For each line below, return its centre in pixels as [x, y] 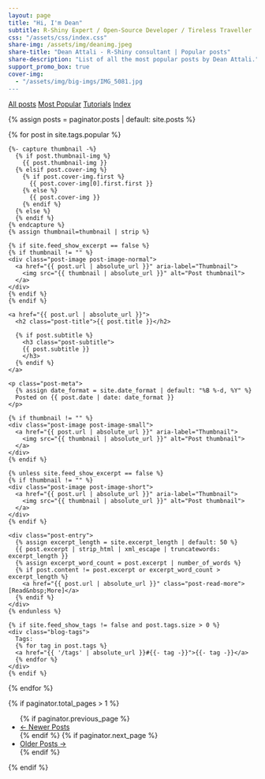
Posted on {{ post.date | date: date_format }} [95, 397]
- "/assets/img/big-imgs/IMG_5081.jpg [79, 81]
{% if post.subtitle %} [54, 335]
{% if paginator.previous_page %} [75, 718]
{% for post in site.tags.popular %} [65, 134]
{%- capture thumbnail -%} [52, 149]
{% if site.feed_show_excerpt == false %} [79, 245]
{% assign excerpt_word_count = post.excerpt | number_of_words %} [129, 563]
